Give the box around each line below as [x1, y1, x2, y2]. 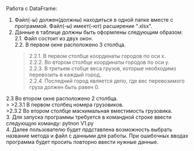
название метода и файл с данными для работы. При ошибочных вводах [6, 132, 189, 139]
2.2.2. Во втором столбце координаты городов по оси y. [29, 59, 170, 66]
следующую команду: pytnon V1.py [6, 120, 94, 126]
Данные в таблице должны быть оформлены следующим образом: [14, 29, 183, 36]
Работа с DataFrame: [6, 5, 57, 12]
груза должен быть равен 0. [29, 84, 100, 90]
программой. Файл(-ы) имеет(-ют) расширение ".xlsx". [14, 23, 153, 29]
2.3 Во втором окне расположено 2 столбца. [6, 95, 118, 102]
